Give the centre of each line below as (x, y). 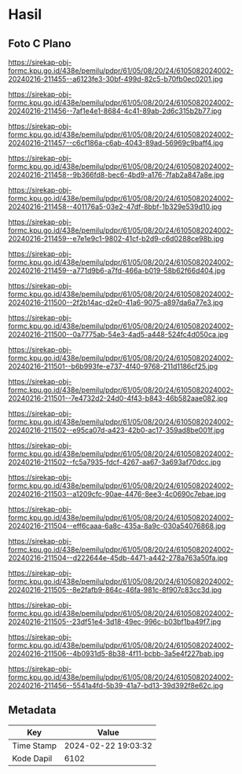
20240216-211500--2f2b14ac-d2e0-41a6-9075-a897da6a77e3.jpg (116, 303)
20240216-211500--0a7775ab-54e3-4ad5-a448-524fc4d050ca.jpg (118, 334)
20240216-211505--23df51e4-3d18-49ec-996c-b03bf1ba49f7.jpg (115, 622)
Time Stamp (35, 746)
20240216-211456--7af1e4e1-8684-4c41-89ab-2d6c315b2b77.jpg (115, 111)
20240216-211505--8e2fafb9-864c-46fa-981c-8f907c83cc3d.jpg (115, 590)
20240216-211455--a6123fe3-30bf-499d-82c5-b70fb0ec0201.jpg (116, 79)
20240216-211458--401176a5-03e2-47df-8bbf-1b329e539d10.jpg (115, 207)
